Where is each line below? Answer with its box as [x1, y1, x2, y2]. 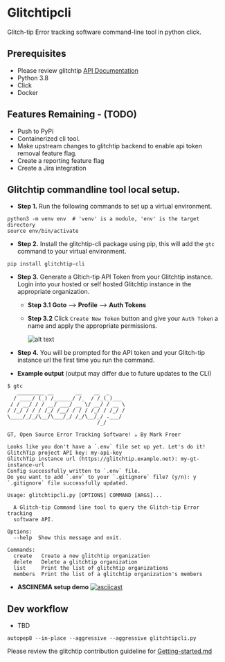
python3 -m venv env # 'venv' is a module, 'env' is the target [7, 216, 199, 223]
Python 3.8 [17, 73, 48, 82]
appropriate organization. [17, 288, 90, 296]
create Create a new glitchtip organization [13, 552, 150, 559]
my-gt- [180, 455, 199, 462]
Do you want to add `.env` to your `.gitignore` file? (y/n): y [7, 473, 197, 481]
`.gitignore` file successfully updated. [7, 480, 129, 487]
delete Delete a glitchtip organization [13, 559, 138, 566]
